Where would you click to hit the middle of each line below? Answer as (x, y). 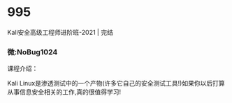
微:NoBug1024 (32, 51)
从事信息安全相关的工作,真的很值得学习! (64, 92)
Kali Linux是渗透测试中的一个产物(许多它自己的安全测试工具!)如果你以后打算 (116, 84)
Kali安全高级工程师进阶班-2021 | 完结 (60, 32)
